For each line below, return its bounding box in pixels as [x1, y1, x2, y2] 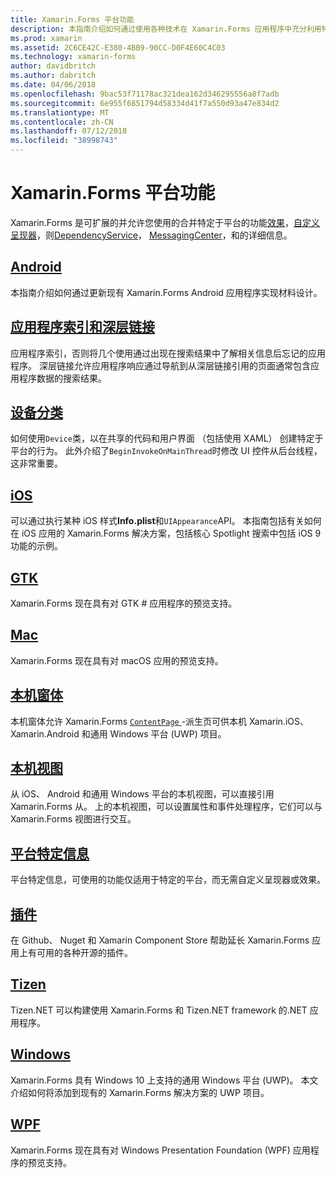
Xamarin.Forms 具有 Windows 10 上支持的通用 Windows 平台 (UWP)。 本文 [10, 1074, 319, 1086]
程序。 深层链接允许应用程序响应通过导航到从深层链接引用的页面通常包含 [10, 359, 311, 371]
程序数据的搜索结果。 [18, 372, 107, 384]
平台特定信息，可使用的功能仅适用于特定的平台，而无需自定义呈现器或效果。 [10, 874, 326, 886]
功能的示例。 [10, 540, 63, 552]
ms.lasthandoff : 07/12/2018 [10, 126, 128, 136]
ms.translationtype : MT [10, 107, 110, 118]
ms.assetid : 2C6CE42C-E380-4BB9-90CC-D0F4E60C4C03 [10, 42, 226, 53]
